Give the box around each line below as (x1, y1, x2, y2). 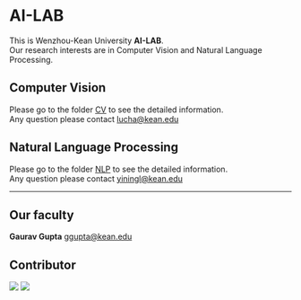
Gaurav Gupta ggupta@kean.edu (9, 231, 133, 243)
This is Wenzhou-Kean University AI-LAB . (9, 35, 164, 46)
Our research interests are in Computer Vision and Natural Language (9, 44, 262, 55)
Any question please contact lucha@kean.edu (9, 113, 179, 124)
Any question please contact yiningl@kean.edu (9, 172, 184, 184)
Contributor (9, 257, 76, 272)
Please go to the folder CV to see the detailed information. (9, 104, 224, 115)
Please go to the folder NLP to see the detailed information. (9, 163, 228, 174)
